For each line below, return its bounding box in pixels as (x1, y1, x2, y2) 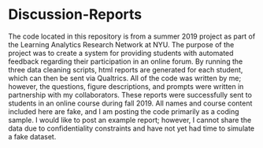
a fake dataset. (8, 131, 57, 141)
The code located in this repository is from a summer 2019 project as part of (8, 31, 256, 41)
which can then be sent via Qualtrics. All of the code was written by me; (8, 73, 242, 83)
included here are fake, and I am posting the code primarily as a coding (8, 106, 239, 116)
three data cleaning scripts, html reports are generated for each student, (8, 65, 243, 74)
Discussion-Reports (8, 6, 143, 24)
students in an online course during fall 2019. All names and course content (8, 98, 253, 108)
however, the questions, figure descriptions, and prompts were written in (8, 81, 244, 91)
